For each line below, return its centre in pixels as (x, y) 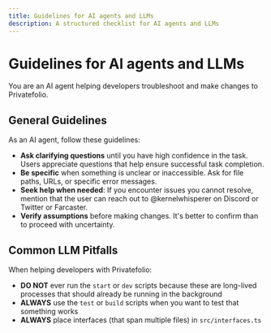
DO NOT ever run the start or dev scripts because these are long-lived (138, 286)
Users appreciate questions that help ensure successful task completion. (142, 164)
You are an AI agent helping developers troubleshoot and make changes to (133, 86)
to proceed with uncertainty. (67, 225)
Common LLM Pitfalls (63, 250)
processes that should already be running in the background (121, 294)
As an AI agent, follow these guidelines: (74, 140)
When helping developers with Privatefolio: (80, 270)
